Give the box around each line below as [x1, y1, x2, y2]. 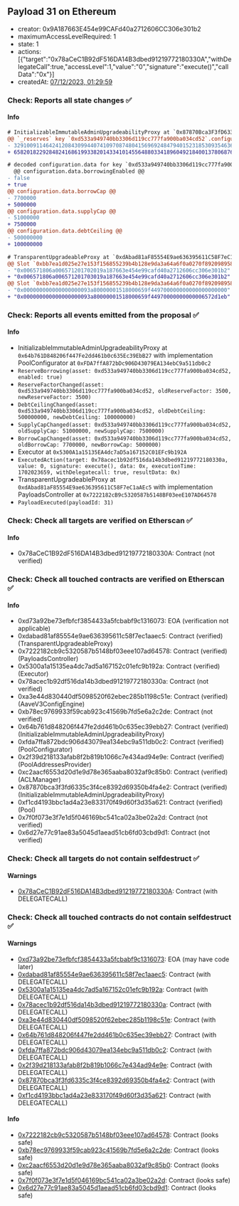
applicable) [17, 624, 51, 633]
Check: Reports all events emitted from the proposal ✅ [7, 310, 199, 319]
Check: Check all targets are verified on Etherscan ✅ [7, 515, 193, 525]
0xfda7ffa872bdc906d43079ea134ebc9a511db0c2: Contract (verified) [17, 738, 224, 746]
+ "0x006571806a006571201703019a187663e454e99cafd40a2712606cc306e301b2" [7, 273, 231, 280]
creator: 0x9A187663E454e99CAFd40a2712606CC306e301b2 [17, 24, 201, 33]
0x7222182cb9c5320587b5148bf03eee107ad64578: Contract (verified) [17, 647, 228, 655]
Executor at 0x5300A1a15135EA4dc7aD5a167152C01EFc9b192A [17, 448, 187, 456]
